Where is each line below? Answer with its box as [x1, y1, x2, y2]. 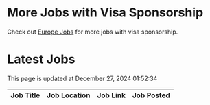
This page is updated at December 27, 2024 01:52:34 [7, 74, 158, 82]
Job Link [97, 91, 126, 100]
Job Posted [132, 91, 170, 100]
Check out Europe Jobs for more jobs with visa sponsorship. [7, 27, 178, 36]
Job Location [47, 91, 91, 100]
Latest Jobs [7, 51, 75, 67]
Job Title [10, 91, 40, 100]
